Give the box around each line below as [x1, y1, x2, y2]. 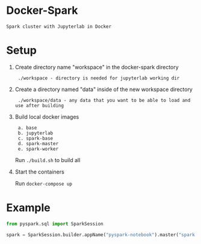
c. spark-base [17, 135, 54, 142]
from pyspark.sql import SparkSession [6, 221, 104, 227]
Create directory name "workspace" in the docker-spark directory [14, 63, 179, 70]
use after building [14, 102, 64, 108]
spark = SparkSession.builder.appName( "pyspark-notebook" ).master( [6, 231, 179, 238]
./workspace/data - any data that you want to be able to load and [17, 97, 191, 103]
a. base [17, 125, 37, 131]
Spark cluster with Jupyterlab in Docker [6, 23, 112, 30]
